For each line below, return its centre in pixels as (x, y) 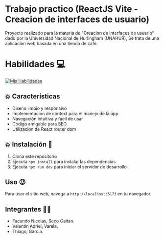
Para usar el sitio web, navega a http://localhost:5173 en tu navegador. (78, 194)
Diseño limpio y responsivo (39, 108)
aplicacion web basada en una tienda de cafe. (51, 43)
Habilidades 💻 (35, 64)
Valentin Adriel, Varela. (35, 226)
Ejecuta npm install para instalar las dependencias (64, 161)
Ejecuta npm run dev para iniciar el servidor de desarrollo (70, 167)
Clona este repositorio (35, 156)
